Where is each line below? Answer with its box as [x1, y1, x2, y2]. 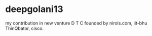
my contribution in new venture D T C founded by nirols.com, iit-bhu [5, 20, 147, 26]
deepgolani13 [5, 3, 63, 15]
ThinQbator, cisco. [5, 25, 44, 31]
